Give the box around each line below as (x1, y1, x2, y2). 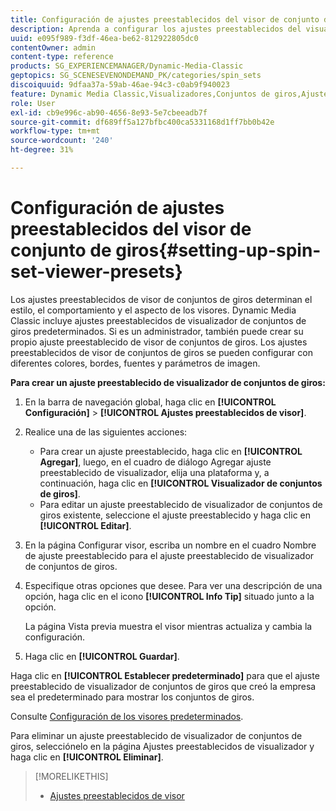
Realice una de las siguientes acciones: (24, 426, 188, 438)
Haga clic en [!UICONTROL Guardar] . (24, 650, 180, 662)
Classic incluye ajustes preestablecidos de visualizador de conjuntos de (10, 314, 307, 326)
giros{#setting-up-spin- (115, 239, 322, 262)
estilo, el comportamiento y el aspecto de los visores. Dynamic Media (10, 304, 297, 316)
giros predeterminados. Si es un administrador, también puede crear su (10, 325, 304, 337)
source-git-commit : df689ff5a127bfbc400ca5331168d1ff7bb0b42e (10, 117, 275, 127)
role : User (10, 98, 56, 108)
